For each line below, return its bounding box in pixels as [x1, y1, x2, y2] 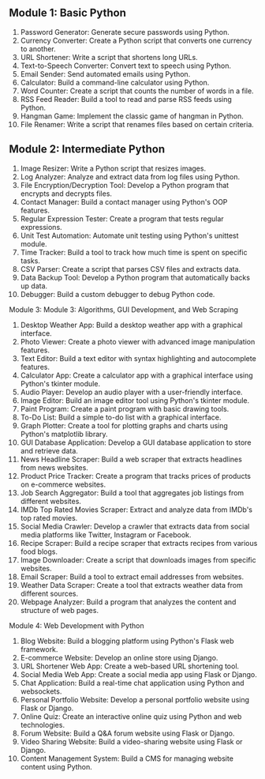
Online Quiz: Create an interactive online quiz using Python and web [20, 711, 242, 721]
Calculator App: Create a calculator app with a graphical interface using [20, 371, 253, 380]
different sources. [20, 589, 79, 598]
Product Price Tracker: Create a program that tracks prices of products [20, 471, 252, 480]
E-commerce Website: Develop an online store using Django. [20, 653, 218, 662]
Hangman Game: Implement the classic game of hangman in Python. [20, 111, 244, 121]
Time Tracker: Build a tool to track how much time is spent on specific [20, 247, 248, 257]
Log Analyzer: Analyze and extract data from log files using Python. [20, 171, 240, 181]
